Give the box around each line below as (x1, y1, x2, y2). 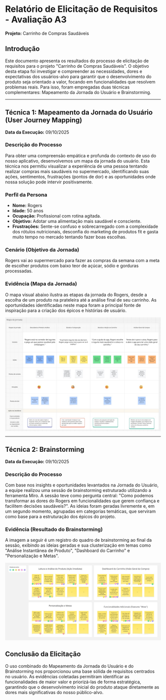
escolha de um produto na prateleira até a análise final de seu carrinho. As (5, 297, 157, 303)
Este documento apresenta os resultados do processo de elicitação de (5, 58, 149, 64)
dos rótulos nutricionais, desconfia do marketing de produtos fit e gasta (12, 229, 159, 235)
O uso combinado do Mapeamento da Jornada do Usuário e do (5, 663, 134, 669)
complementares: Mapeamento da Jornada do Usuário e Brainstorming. (5, 89, 152, 95)
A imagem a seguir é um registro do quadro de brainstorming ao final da (5, 537, 152, 543)
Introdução (5, 44, 40, 53)
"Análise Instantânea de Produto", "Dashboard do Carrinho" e (5, 548, 130, 554)
